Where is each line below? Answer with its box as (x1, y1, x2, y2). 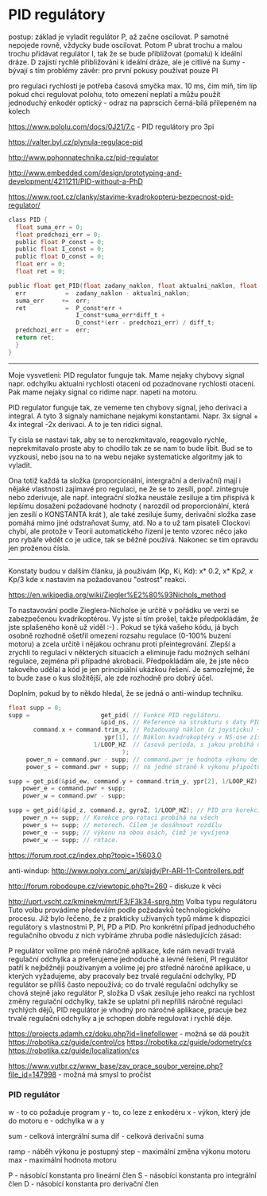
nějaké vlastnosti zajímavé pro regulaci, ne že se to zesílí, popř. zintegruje (8, 483, 249, 494)
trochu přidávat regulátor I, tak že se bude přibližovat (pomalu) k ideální (8, 49, 242, 58)
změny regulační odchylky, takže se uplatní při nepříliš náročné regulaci (8, 996, 243, 1006)
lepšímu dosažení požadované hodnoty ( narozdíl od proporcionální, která (8, 501, 250, 511)
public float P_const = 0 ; (15, 238, 105, 246)
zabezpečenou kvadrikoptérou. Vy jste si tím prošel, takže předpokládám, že (8, 614, 259, 623)
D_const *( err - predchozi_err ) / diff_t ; (75, 319, 215, 327)
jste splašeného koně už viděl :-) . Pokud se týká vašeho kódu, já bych (8, 622, 239, 631)
